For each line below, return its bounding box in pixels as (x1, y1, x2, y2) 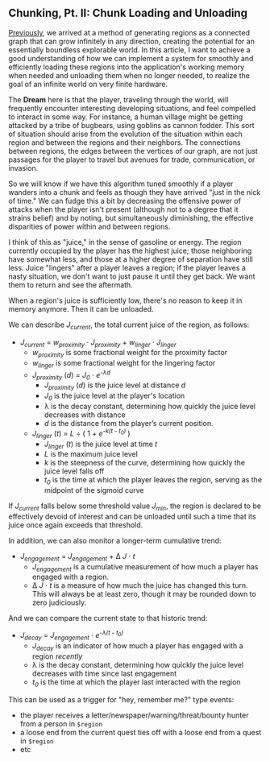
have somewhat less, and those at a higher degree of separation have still (8, 254, 254, 264)
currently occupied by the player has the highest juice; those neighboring (8, 246, 252, 255)
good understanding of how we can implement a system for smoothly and (8, 53, 254, 63)
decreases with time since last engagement (31, 668, 177, 678)
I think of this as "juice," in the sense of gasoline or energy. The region (8, 237, 242, 246)
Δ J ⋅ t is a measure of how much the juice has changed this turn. (31, 581, 248, 590)
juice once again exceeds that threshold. (8, 519, 143, 530)
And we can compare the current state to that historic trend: (8, 614, 208, 623)
